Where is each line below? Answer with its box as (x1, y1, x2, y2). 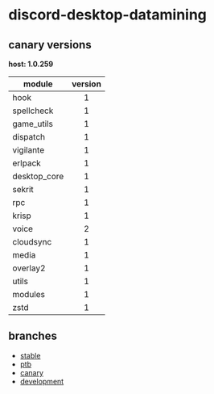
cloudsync (12, 237, 52, 247)
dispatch (12, 132, 46, 142)
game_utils (12, 119, 54, 129)
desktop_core (12, 171, 64, 182)
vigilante (12, 145, 45, 155)
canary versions (8, 38, 92, 52)
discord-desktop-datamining (8, 6, 208, 24)
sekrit (12, 184, 34, 195)
